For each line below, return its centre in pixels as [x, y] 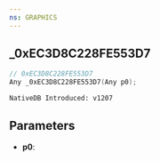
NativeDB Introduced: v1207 [61, 99]
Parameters [42, 125]
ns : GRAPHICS [33, 17]
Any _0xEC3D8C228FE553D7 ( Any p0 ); [73, 82]
